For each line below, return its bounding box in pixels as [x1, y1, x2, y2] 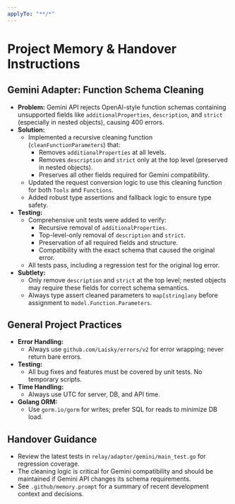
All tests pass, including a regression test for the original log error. [28, 260, 220, 269]
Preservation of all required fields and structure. [38, 238, 179, 246]
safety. [28, 200, 48, 209]
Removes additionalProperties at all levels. [38, 148, 167, 156]
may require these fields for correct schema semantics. [28, 283, 189, 292]
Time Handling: [17, 383, 64, 391]
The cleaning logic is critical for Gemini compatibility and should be [17, 467, 214, 476]
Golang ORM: [17, 398, 58, 406]
